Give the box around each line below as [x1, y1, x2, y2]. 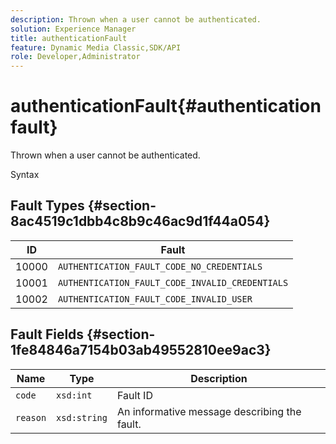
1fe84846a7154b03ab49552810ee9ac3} [10, 342, 272, 359]
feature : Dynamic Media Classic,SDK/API [10, 42, 182, 53]
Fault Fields [10, 326, 85, 343]
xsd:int [56, 389, 93, 401]
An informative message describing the [116, 404, 302, 418]
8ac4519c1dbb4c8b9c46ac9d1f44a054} [10, 213, 271, 230]
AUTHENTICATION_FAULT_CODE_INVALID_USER [57, 293, 253, 305]
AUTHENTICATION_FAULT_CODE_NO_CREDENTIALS [57, 261, 263, 272]
